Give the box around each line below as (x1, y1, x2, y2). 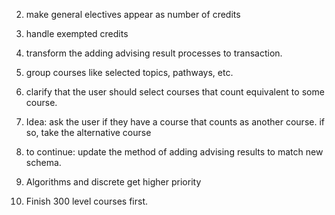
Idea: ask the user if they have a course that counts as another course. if (25, 116, 325, 128)
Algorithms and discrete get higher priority (25, 176, 202, 188)
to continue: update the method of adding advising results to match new (25, 146, 324, 158)
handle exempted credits (25, 28, 129, 39)
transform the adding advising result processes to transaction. (25, 47, 283, 59)
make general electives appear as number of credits (25, 9, 241, 20)
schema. (25, 157, 62, 168)
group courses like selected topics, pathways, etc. (25, 67, 234, 78)
